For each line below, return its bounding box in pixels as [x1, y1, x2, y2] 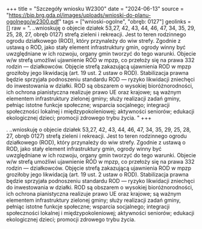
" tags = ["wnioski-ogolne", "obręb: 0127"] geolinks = [58, 18, 192, 25]
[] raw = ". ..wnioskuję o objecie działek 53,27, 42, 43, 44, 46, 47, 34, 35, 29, [6, 24, 196, 31]
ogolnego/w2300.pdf [6, 18, 59, 25]
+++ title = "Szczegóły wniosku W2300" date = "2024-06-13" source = [6, 5, 184, 12]
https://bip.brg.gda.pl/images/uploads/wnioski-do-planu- [8, 11, 151, 19]
